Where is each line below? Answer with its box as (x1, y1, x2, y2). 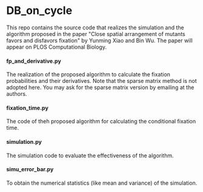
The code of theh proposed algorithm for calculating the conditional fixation (6, 118, 196, 125)
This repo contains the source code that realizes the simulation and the (6, 24, 184, 31)
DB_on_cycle (6, 4, 73, 18)
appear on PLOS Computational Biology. (6, 43, 107, 51)
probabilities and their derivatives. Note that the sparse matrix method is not (6, 77, 197, 85)
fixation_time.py (6, 104, 49, 112)
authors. (6, 90, 27, 98)
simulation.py (6, 138, 42, 145)
